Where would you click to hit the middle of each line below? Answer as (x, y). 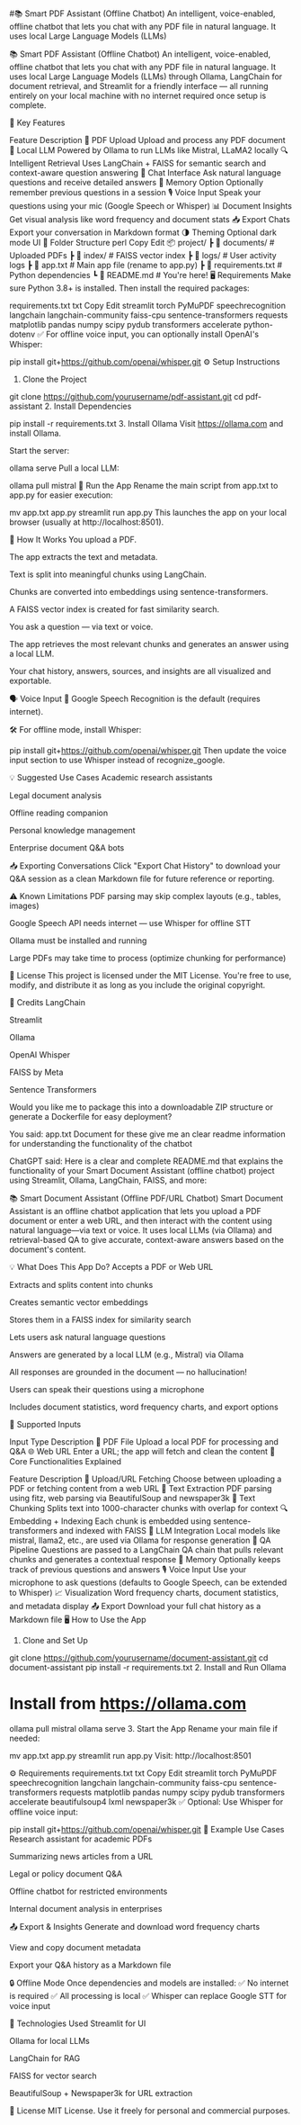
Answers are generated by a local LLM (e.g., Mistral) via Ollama (127, 1355)
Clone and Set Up (55, 1640)
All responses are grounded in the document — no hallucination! (128, 1372)
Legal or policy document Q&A (66, 1873)
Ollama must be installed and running (78, 941)
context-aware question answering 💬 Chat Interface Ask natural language (145, 173)
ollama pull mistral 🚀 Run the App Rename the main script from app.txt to (144, 486)
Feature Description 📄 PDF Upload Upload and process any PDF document (147, 140)
